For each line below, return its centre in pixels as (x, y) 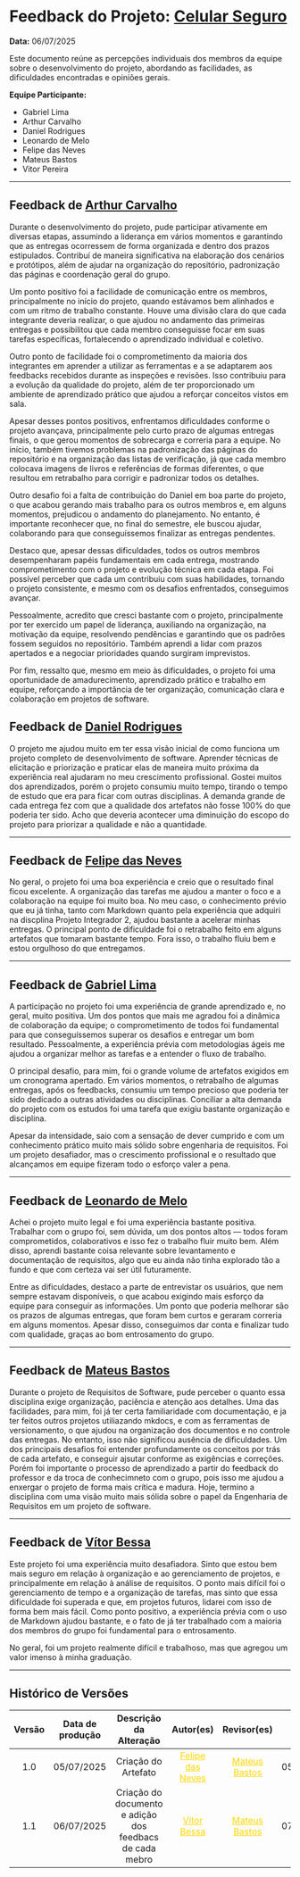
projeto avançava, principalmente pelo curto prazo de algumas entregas (142, 430)
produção (79, 1735)
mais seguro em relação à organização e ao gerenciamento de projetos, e (145, 1574)
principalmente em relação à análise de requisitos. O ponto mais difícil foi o (147, 1582)
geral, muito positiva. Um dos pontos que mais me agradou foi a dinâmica (145, 1016)
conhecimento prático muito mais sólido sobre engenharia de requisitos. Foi (149, 1145)
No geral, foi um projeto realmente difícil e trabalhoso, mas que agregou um (149, 1648)
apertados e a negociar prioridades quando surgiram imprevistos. (130, 652)
